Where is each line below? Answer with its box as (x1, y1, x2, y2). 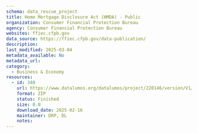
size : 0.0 (16, 101, 41, 108)
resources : (6, 74, 33, 80)
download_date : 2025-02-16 (16, 107, 83, 113)
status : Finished (16, 96, 60, 102)
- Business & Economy (11, 69, 65, 75)
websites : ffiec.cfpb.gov (6, 31, 70, 36)
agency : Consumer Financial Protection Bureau (6, 25, 123, 31)
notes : (16, 118, 33, 124)
